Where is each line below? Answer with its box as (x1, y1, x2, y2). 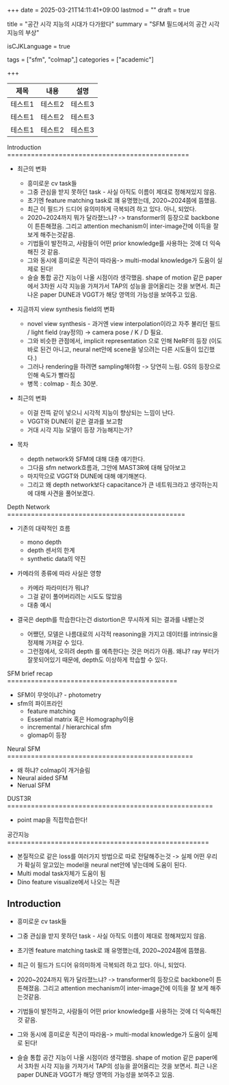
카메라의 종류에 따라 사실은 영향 (16, 569, 101, 577)
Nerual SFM (16, 781, 51, 789)
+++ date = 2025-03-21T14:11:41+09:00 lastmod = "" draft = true (7, 6, 190, 14)
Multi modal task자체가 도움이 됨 (16, 869, 106, 877)
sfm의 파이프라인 (16, 699, 63, 708)
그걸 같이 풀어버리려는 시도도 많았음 (27, 593, 123, 600)
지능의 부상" (7, 29, 40, 36)
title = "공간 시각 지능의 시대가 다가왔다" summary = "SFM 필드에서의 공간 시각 (7, 20, 220, 28)
